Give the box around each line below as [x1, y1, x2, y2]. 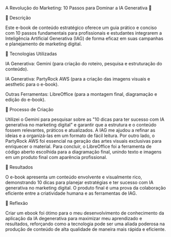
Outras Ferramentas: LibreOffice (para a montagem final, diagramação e [5, 91, 157, 97]
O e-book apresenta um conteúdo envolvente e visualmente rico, [5, 174, 142, 180]
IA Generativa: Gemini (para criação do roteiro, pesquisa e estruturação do [5, 61, 162, 66]
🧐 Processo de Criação [5, 107, 54, 112]
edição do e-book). [5, 97, 46, 102]
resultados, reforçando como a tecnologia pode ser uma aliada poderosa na [5, 221, 165, 227]
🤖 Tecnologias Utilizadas [5, 51, 57, 57]
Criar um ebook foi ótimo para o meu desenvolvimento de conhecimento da [5, 210, 164, 216]
